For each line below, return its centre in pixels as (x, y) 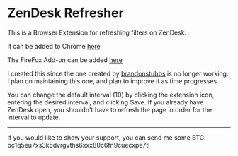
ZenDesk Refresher (66, 13)
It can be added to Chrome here (54, 46)
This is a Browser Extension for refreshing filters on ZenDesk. (97, 32)
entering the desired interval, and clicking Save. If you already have (106, 102)
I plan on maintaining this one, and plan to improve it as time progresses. (113, 81)
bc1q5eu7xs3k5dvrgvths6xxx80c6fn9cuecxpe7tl (79, 145)
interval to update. (34, 117)
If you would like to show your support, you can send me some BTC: (107, 137)
